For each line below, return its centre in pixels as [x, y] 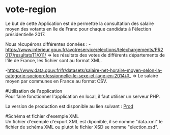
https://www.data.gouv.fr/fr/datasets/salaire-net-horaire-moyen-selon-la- [85, 70]
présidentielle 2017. [25, 34]
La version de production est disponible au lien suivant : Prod [69, 106]
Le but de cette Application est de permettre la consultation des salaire [80, 23]
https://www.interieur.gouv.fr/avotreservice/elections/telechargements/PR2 [84, 49]
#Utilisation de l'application [34, 91]
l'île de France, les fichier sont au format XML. [54, 60]
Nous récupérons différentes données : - [48, 44]
